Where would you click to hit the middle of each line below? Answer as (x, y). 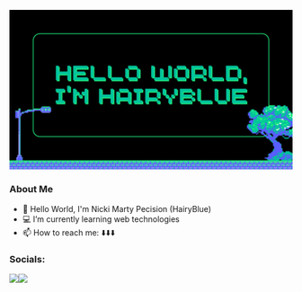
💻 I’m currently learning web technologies (101, 219)
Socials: (27, 259)
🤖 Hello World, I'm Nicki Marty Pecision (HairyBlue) (117, 208)
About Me (31, 190)
